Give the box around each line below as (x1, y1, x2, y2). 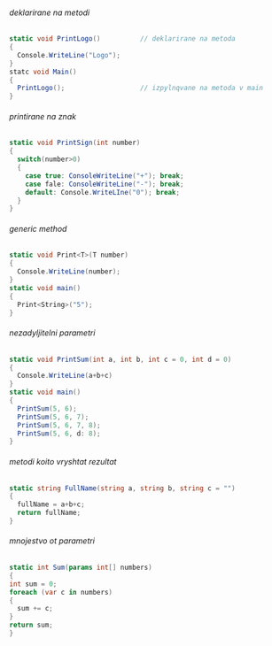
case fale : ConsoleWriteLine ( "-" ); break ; (25, 180, 184, 188)
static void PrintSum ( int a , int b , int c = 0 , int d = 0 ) (9, 355, 232, 364)
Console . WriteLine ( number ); (17, 267, 121, 276)
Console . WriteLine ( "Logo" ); (17, 50, 121, 59)
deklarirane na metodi (9, 7, 90, 18)
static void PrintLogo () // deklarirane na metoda (9, 35, 237, 43)
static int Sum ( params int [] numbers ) (9, 563, 152, 573)
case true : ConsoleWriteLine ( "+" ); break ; (25, 171, 184, 181)
